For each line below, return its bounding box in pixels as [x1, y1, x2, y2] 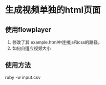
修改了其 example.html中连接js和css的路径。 [12, 40, 103, 45]
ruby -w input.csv [5, 74, 41, 80]
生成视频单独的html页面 [5, 4, 101, 16]
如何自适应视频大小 [12, 45, 51, 51]
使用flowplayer [5, 25, 51, 34]
